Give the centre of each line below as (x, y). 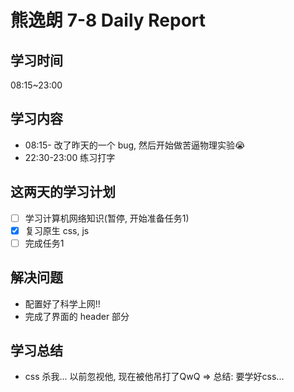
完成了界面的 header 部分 (77, 316)
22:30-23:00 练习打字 (70, 157)
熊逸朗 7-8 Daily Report (108, 20)
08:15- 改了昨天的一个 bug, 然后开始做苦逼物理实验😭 (135, 145)
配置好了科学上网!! (62, 303)
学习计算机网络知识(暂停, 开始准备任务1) (107, 218)
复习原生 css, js (57, 230)
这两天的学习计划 (63, 192)
